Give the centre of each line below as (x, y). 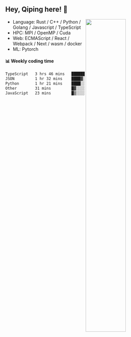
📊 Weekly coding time (30, 61)
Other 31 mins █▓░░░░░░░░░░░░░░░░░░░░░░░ (67, 88)
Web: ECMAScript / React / (41, 38)
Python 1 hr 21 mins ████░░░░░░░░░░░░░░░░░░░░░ (67, 83)
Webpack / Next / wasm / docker (47, 44)
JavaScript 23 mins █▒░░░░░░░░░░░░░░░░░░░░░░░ (67, 93)
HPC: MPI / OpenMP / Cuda (42, 33)
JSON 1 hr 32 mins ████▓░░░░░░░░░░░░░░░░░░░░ (67, 78)
